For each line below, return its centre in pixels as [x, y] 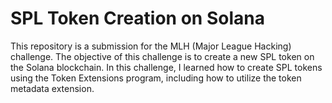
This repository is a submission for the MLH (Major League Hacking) [151, 46]
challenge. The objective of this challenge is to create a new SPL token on [162, 56]
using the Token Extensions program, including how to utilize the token [156, 78]
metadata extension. [52, 88]
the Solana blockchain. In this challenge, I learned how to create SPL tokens [166, 67]
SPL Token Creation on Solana [137, 18]
